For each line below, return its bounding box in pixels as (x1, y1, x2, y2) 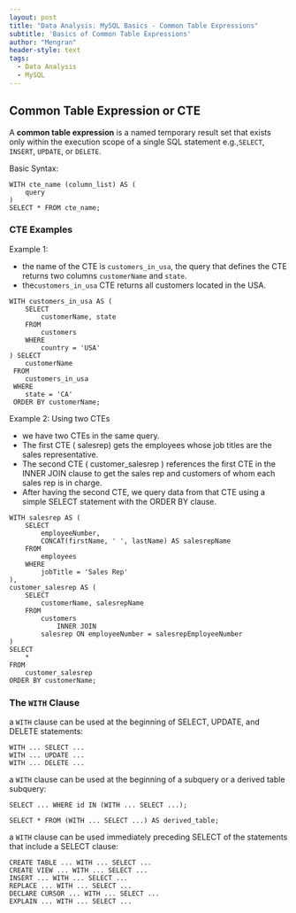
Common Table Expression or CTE (9, 104, 201, 119)
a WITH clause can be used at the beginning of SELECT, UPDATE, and (9, 716, 260, 727)
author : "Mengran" (9, 37, 77, 47)
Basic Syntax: (9, 163, 59, 174)
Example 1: (9, 244, 49, 254)
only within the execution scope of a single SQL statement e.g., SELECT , (9, 136, 265, 147)
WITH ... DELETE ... (9, 759, 86, 768)
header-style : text (9, 46, 81, 55)
